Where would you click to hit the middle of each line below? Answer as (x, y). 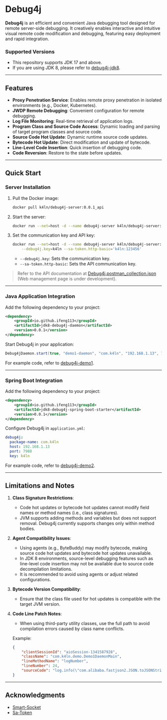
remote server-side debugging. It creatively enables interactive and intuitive (83, 28)
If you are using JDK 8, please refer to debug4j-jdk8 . (66, 68)
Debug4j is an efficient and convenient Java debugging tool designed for (80, 23)
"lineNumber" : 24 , (41, 666)
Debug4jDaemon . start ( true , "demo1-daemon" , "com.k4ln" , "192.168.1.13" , (82, 353)
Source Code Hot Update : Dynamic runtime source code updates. (80, 137)
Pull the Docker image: (36, 198)
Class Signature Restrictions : (43, 498)
